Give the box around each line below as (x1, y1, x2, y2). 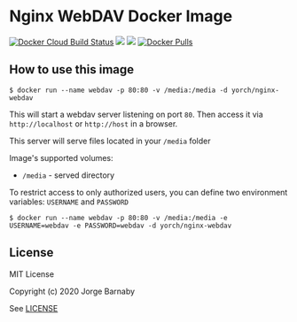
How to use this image (9, 62, 135, 77)
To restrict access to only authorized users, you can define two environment (9, 187, 288, 197)
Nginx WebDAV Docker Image (9, 6, 233, 27)
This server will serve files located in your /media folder (9, 135, 211, 146)
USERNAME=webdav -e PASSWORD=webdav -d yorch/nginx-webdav (9, 221, 232, 230)
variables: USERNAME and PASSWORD (9, 196, 129, 207)
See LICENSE (9, 303, 59, 313)
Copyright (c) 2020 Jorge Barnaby (9, 286, 136, 296)
